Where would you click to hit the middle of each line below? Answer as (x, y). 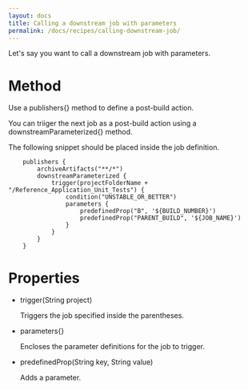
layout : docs (30, 16)
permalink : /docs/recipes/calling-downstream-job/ (94, 30)
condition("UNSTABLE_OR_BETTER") (121, 197)
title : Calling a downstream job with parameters (93, 23)
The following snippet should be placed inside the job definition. (114, 147)
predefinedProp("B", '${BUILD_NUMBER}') (148, 211)
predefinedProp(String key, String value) (86, 362)
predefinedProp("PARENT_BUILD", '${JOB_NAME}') (160, 218)
